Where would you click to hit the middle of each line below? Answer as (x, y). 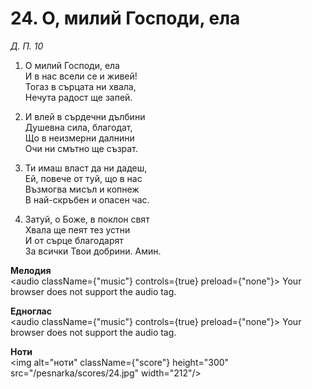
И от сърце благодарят (74, 240)
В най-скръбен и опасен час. (87, 199)
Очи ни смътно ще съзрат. (81, 148)
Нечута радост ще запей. (78, 97)
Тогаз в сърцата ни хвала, (80, 86)
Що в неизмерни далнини (79, 138)
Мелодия (31, 270)
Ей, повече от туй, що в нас (83, 178)
